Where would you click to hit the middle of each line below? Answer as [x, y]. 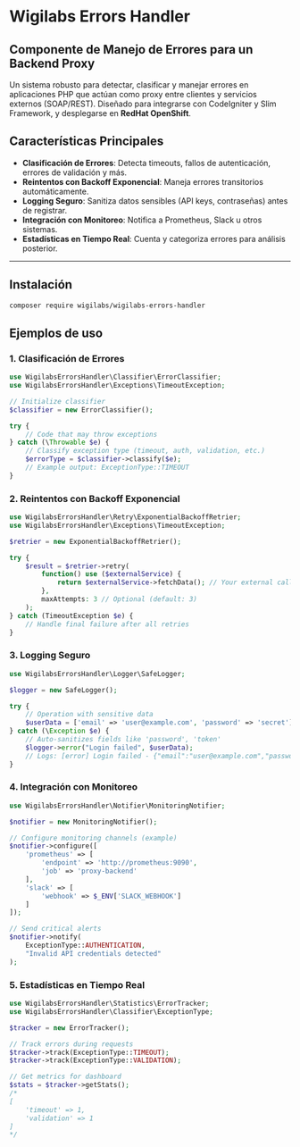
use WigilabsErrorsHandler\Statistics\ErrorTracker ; [109, 1003]
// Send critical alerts [55, 929]
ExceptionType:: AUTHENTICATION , [85, 946]
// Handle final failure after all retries [108, 624]
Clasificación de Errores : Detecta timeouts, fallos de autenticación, [146, 163]
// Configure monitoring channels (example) [93, 838]
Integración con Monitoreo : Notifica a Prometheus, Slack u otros [142, 220]
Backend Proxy [52, 63]
